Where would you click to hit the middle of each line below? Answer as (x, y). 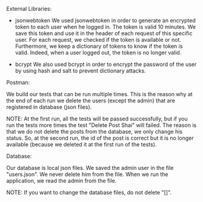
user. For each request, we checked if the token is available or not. (98, 40)
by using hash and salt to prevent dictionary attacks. (81, 71)
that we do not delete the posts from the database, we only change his (95, 132)
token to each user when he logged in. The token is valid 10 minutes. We (105, 27)
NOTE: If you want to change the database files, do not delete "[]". (89, 192)
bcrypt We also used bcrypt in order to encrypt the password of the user (106, 64)
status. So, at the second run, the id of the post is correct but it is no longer (100, 138)
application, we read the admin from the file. (62, 181)
